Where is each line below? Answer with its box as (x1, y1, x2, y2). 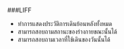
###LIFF (7, 6, 32, 14)
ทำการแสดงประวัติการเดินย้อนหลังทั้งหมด (17, 20, 113, 27)
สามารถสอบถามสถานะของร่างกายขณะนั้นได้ (17, 27, 118, 36)
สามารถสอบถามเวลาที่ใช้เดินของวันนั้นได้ (17, 35, 111, 43)
